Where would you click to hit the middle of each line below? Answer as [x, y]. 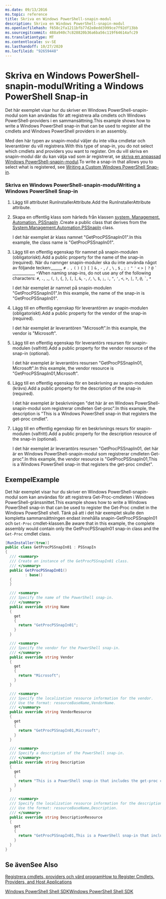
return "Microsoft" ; [39, 675]
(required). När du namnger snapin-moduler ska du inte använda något [84, 262]
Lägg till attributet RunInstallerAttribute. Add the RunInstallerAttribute [81, 202]
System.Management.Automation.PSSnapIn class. [63, 227]
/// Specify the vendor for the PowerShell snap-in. [65, 648]
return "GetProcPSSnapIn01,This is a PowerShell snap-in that [83, 836]
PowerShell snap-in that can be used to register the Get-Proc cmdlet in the [81, 507]
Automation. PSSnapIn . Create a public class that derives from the [79, 222]
